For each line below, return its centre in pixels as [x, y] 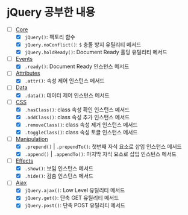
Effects [24, 161]
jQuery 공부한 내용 [51, 12]
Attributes [28, 73]
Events [24, 59]
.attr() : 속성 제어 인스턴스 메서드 [64, 81]
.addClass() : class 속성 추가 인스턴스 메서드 [77, 117]
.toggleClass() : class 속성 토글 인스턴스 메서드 [81, 132]
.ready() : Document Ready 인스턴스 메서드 [77, 66]
